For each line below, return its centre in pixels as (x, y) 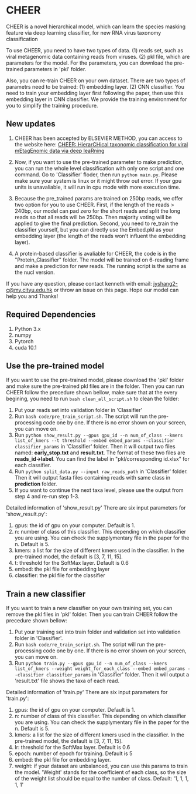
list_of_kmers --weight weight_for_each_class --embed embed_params (100, 669)
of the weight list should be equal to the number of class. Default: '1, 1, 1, (102, 779)
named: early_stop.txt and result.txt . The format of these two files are (100, 453)
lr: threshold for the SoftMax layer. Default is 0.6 (72, 748)
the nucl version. (35, 272)
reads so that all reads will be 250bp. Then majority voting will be (93, 217)
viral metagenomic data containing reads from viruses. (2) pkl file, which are (98, 56)
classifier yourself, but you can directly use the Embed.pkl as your (94, 229)
